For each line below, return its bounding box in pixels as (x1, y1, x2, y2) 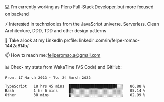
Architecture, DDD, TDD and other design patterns (5, 28, 107, 33)
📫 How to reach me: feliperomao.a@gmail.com (5, 52, 101, 58)
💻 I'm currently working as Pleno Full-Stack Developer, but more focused (5, 4, 154, 10)
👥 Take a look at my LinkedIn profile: (5, 37, 78, 43)
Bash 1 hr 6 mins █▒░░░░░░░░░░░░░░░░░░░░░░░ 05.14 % (5, 88, 146, 93)
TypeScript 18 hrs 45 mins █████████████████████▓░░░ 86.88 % (5, 84, 146, 89)
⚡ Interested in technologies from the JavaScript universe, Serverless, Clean (5, 21, 159, 26)
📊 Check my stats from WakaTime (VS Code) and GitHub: (5, 64, 122, 70)
